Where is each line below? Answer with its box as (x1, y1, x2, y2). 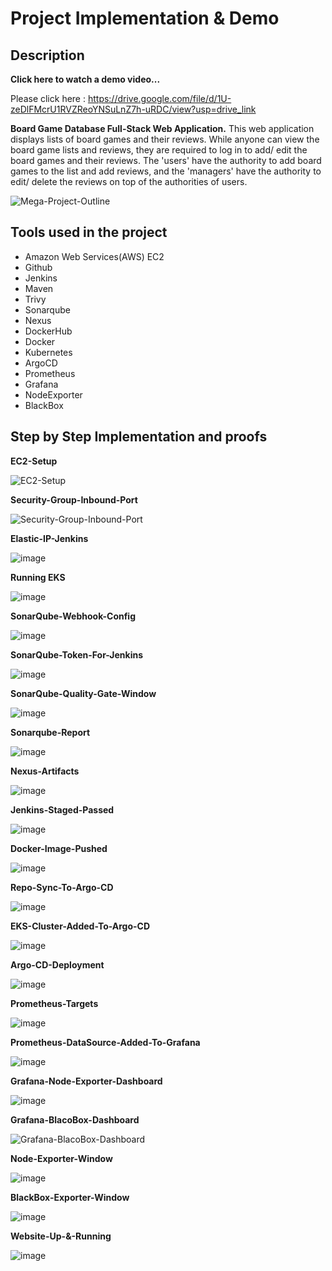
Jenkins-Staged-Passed (10, 803, 115, 816)
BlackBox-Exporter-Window (10, 1191, 130, 1203)
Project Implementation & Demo (10, 7, 280, 30)
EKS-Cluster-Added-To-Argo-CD (10, 920, 151, 932)
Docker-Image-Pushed (10, 842, 108, 854)
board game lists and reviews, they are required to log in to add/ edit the (10, 144, 308, 156)
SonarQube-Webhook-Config (10, 610, 137, 622)
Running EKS (10, 571, 66, 583)
